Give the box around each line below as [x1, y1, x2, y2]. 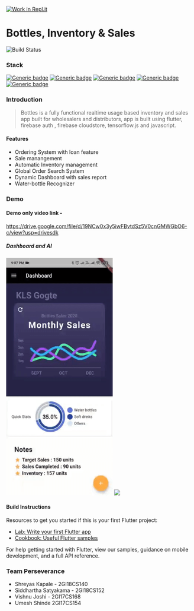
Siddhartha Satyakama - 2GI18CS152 [14, 587, 105, 594]
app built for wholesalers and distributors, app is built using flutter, [20, 115, 183, 122]
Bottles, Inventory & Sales [6, 27, 135, 40]
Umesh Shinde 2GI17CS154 [14, 600, 82, 607]
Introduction [6, 96, 43, 104]
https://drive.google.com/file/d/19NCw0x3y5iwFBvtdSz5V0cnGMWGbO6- [6, 223, 187, 230]
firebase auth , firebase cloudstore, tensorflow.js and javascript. [20, 122, 176, 129]
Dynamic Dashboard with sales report [14, 173, 107, 181]
